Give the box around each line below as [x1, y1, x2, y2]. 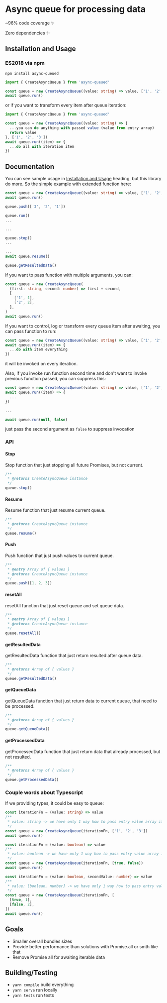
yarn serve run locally [12, 987, 58, 993]
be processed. [5, 703, 35, 709]
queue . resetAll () [5, 631, 41, 636]
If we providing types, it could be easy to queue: [5, 800, 104, 806]
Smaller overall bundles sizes [12, 938, 73, 944]
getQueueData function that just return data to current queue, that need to [5, 698, 158, 704]
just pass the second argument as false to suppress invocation [5, 426, 135, 432]
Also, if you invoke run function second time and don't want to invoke [5, 370, 148, 376]
